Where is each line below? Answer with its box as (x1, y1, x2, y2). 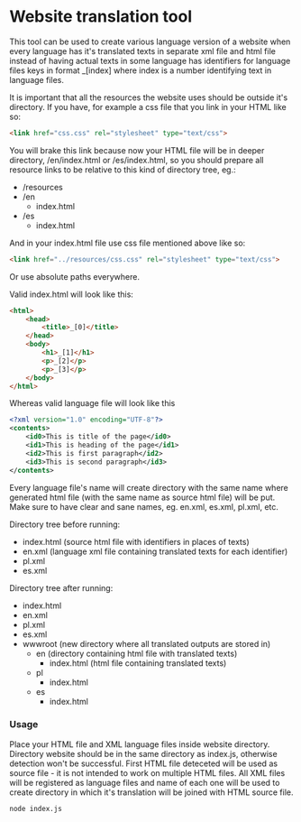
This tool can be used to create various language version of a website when (9, 36, 291, 47)
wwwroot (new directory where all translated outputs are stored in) (22, 638, 271, 649)
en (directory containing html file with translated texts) (35, 648, 238, 659)
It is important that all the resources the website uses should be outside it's (9, 92, 288, 103)
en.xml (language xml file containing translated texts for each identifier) (22, 546, 288, 557)
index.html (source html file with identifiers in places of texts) (22, 536, 250, 547)
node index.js (9, 804, 63, 813)
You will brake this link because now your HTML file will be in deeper (9, 144, 265, 155)
